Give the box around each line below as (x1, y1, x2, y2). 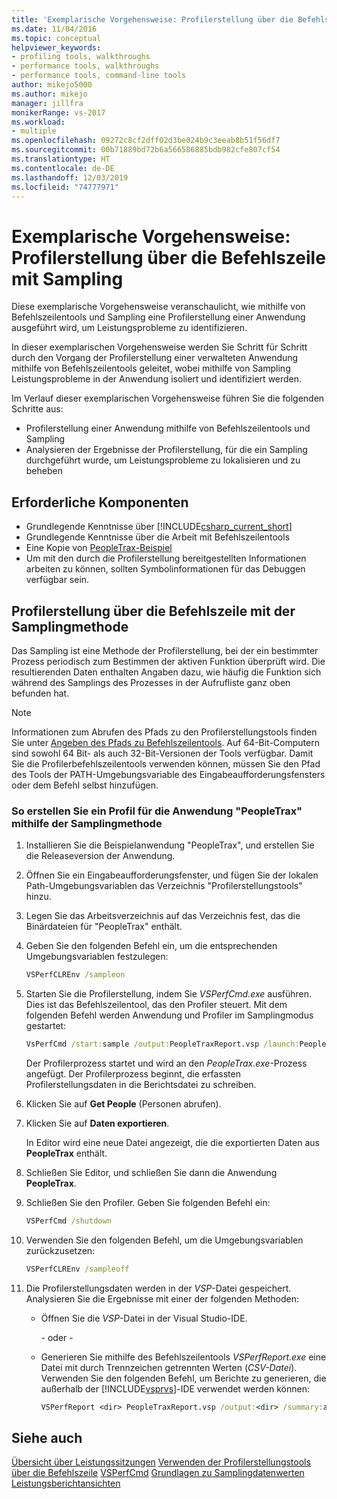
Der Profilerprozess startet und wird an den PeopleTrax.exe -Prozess (25, 1057, 308, 1069)
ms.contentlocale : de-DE (11, 163, 115, 173)
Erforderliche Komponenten (11, 494, 189, 511)
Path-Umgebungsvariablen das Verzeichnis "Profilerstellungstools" (25, 880, 303, 892)
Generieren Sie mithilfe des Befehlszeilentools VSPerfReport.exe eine (40, 1351, 327, 1363)
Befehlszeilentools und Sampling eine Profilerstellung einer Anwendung (11, 311, 306, 323)
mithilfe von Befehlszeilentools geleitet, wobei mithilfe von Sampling (11, 362, 291, 375)
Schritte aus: (11, 403, 64, 415)
